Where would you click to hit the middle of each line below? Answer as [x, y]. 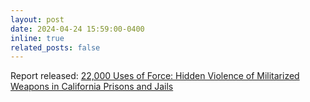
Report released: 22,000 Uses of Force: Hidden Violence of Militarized [155, 76]
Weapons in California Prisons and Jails [92, 87]
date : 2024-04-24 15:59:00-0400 [77, 29]
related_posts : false [55, 47]
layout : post [37, 19]
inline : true [37, 38]
